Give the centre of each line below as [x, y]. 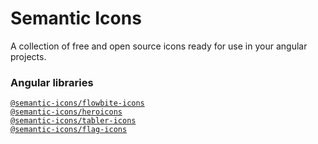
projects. [28, 56]
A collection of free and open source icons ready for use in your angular [159, 46]
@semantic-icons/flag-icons [69, 130]
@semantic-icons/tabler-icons [73, 121]
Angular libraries [52, 82]
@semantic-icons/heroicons [66, 112]
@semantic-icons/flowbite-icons [77, 103]
